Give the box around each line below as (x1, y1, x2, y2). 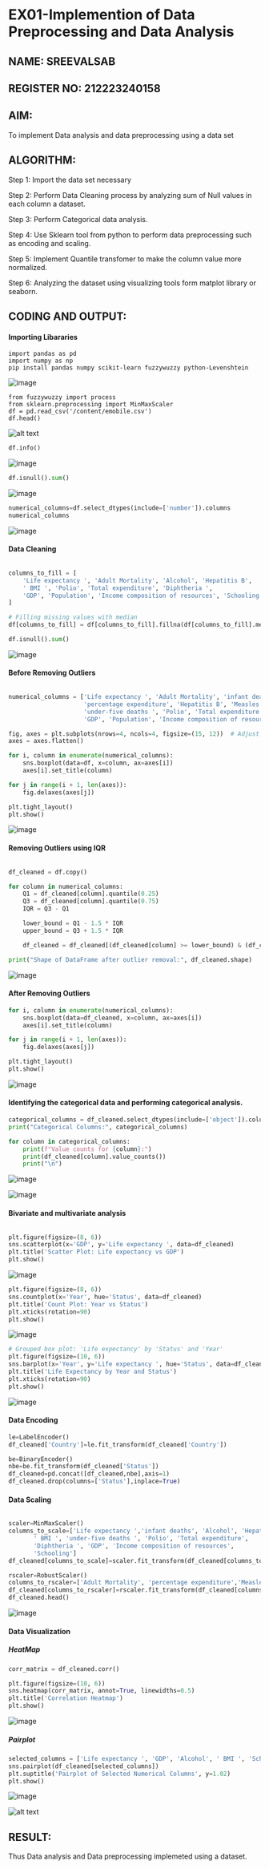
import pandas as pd (8, 350, 78, 358)
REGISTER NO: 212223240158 (8, 82, 162, 95)
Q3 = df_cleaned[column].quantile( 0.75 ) (22, 898, 159, 906)
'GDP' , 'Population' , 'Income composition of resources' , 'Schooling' (22, 591, 263, 599)
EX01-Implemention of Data (8, 6, 195, 24)
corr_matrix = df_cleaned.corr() (8, 1665, 120, 1673)
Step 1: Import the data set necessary (8, 175, 132, 184)
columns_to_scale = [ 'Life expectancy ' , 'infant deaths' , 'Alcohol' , (8, 1527, 239, 1536)
